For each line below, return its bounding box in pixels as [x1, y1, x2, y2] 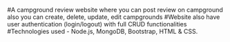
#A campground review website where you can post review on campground [7, 6, 223, 14]
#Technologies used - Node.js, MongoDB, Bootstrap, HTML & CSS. [7, 27, 198, 35]
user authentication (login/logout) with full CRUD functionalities [7, 20, 187, 28]
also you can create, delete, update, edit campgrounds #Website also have [7, 13, 220, 21]
